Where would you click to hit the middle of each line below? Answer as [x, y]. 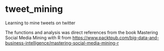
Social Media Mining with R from [38, 38]
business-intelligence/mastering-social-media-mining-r [62, 43]
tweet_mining [34, 9]
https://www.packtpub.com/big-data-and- [116, 38]
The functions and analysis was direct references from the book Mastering [82, 32]
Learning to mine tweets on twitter [40, 23]
